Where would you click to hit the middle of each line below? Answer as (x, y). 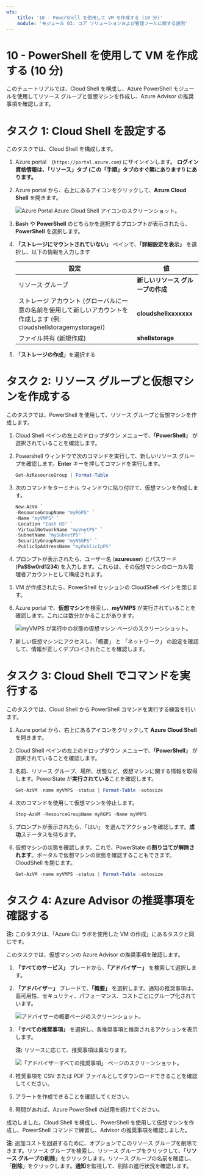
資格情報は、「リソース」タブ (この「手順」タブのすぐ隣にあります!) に (103, 170)
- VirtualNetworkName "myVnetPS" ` (59, 530)
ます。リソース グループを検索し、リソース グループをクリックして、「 (99, 1151)
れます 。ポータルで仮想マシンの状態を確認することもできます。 (95, 855)
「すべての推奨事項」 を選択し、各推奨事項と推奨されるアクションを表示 (106, 1029)
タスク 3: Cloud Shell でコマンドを (93, 676)
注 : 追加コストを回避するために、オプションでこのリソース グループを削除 (99, 1143)
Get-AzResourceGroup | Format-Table (62, 475)
